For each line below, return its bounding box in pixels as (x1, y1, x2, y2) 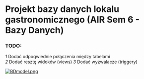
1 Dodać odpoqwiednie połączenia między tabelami (5, 54, 110, 60)
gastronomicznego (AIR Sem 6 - (5, 14, 140, 25)
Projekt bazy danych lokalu (5, 3, 120, 15)
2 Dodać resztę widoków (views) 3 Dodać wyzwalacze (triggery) (5, 59, 138, 65)
